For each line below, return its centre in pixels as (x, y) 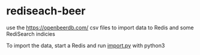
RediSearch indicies (31, 33)
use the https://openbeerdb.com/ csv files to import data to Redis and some (100, 27)
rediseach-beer (46, 11)
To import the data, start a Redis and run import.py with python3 (86, 45)
